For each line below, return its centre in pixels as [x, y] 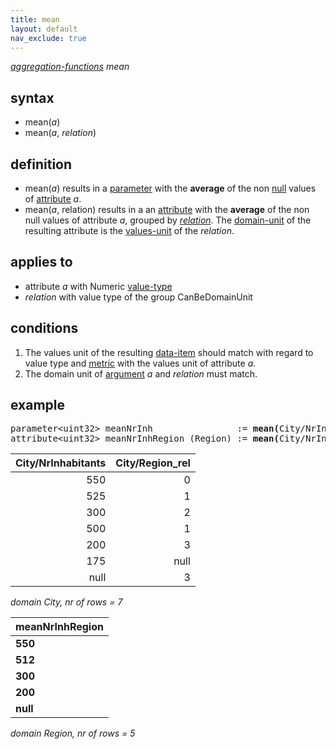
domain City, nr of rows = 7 [66, 602]
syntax [32, 97]
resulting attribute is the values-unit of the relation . [129, 230]
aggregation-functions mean [70, 67]
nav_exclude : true [48, 38]
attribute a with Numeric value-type [98, 286]
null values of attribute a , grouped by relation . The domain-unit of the [168, 220]
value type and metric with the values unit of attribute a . [140, 363]
